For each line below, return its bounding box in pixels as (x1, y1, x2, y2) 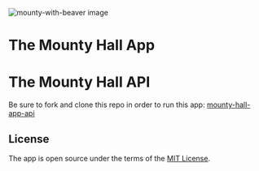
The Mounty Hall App (8, 36, 156, 54)
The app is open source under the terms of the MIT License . (8, 153, 210, 163)
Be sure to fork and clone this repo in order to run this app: (8, 100, 205, 109)
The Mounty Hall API (8, 73, 151, 92)
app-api (8, 109, 35, 118)
